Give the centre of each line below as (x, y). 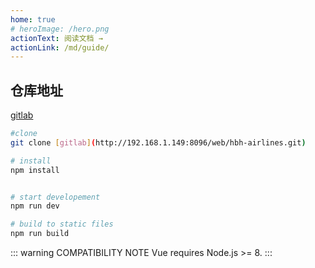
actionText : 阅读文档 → (56, 38)
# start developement (55, 197)
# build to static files (62, 224)
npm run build (40, 234)
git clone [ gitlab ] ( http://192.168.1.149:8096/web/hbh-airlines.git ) (158, 142)
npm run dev (35, 206)
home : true (33, 19)
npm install (35, 170)
